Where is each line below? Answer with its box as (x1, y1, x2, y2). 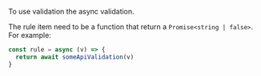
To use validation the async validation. (8, 7, 135, 16)
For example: (8, 31, 52, 40)
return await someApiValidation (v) (15, 53, 135, 61)
